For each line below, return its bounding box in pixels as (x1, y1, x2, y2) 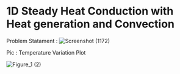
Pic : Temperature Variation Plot (6, 49, 86, 56)
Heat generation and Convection (6, 17, 175, 31)
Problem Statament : (6, 37, 58, 44)
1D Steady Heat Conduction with (6, 4, 174, 18)
